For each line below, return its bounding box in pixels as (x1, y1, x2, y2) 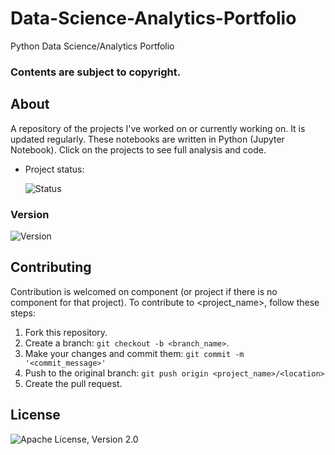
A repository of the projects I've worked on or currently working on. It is (10, 122, 306, 134)
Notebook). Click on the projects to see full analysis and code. (10, 143, 267, 156)
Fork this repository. (24, 326, 108, 338)
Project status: (24, 163, 85, 175)
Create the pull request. (24, 377, 123, 389)
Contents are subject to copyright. (10, 65, 182, 79)
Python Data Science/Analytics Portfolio (10, 40, 175, 52)
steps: (10, 307, 36, 319)
